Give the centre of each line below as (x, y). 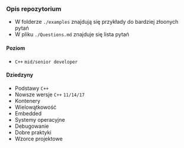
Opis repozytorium (34, 9)
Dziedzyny (20, 75)
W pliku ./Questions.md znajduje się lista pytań (72, 34)
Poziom (16, 48)
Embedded (28, 113)
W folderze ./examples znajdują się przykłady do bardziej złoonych (96, 22)
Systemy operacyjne (40, 119)
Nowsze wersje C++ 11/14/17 (50, 95)
